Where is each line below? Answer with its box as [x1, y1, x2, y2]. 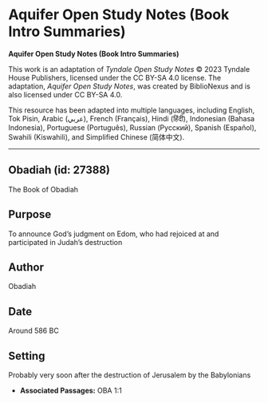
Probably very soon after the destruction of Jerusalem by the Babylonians [8, 370, 251, 380]
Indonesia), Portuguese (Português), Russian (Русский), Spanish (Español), [8, 122, 257, 132]
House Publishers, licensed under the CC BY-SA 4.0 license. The [8, 73, 222, 82]
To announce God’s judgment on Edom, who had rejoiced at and [8, 229, 219, 239]
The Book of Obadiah [8, 184, 78, 194]
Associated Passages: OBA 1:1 [19, 385, 122, 395]
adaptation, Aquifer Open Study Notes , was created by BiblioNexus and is [8, 81, 251, 91]
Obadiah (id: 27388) [8, 164, 110, 177]
